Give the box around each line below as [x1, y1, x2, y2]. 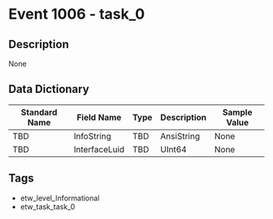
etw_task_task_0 [19, 201, 76, 212]
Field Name [76, 112, 122, 123]
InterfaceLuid [73, 143, 125, 155]
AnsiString [160, 130, 201, 142]
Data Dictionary [8, 82, 89, 96]
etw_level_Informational [19, 193, 100, 203]
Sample [222, 107, 253, 118]
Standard [20, 107, 58, 118]
